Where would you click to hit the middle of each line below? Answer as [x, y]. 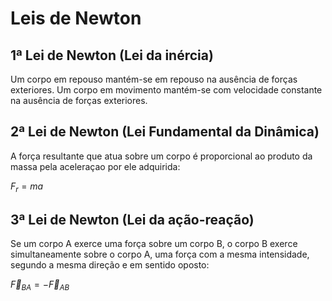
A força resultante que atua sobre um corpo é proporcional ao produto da [161, 156]
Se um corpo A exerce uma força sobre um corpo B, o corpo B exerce [154, 244]
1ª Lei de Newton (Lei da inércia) [112, 55]
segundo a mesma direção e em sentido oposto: [110, 265]
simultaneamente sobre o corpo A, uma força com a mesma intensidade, [160, 254]
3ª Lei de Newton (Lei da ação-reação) [132, 220]
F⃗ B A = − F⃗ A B [40, 285]
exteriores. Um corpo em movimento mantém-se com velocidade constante [166, 90]
